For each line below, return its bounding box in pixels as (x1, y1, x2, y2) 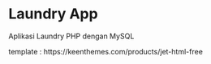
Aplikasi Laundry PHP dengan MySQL (8, 31, 135, 41)
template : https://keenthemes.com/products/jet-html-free (8, 46, 203, 56)
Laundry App (8, 5, 99, 23)
